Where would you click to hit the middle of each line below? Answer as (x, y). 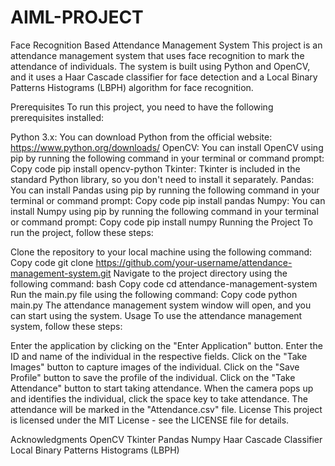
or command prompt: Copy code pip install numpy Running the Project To (161, 222)
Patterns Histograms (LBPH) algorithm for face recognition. (132, 87)
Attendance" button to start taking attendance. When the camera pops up (162, 388)
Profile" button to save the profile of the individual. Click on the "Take (153, 377)
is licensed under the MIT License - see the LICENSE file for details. (150, 420)
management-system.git (61, 273)
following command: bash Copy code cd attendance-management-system (164, 283)
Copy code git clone (52, 262)
